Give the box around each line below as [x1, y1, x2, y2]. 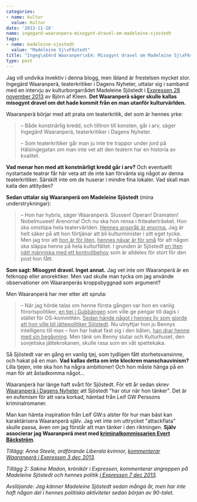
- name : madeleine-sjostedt [6, 42, 75, 48]
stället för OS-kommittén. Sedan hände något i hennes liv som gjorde [20, 314, 188, 321]
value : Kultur [11, 19, 46, 25]
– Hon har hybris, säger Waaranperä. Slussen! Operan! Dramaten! [20, 211, 179, 218]
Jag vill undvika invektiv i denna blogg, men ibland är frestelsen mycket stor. [6, 74, 191, 81]
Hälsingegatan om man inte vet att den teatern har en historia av [20, 145, 176, 153]
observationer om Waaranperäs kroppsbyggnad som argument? [6, 279, 161, 286]
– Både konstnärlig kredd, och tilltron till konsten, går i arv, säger [20, 122, 176, 129]
